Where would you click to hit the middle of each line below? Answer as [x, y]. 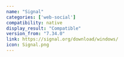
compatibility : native [34, 23]
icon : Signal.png [28, 45]
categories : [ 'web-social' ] [41, 17]
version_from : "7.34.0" [36, 34]
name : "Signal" [25, 12]
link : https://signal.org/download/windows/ [62, 39]
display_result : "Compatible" [44, 28]
